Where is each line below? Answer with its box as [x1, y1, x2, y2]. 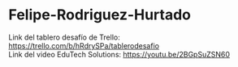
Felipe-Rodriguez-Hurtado [8, 6, 192, 24]
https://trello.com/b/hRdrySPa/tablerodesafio [8, 40, 160, 50]
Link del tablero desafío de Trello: [8, 32, 120, 42]
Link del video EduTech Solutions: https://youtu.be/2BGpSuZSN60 [8, 49, 230, 59]
